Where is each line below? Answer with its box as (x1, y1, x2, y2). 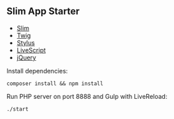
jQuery (16, 53, 36, 62)
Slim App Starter (6, 6, 80, 17)
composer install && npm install (6, 80, 104, 87)
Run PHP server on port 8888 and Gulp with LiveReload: (6, 92, 168, 100)
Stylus (16, 38, 35, 47)
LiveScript (16, 46, 46, 54)
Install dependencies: (6, 66, 68, 75)
